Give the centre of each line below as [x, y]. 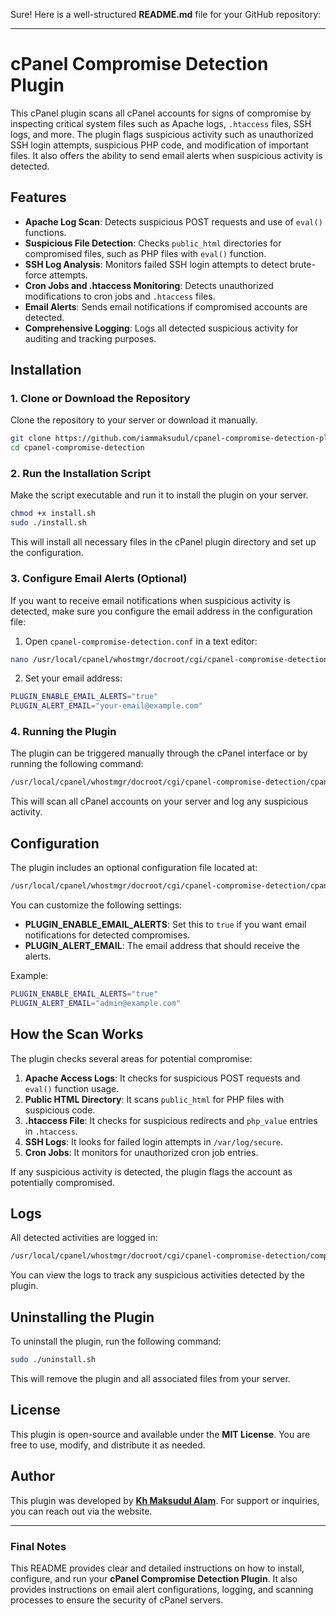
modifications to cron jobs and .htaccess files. [120, 296]
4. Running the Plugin [63, 732]
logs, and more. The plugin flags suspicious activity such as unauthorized [162, 134]
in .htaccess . [51, 1131]
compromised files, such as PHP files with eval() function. [145, 253]
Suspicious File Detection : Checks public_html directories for [153, 243]
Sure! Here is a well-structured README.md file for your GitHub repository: [166, 14]
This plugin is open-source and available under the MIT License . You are [160, 1434]
